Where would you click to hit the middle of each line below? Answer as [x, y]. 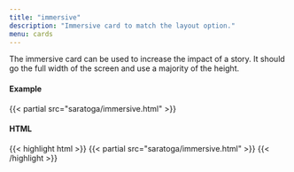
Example [26, 89]
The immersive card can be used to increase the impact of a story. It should [147, 59]
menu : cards [31, 34]
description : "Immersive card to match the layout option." [123, 26]
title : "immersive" [45, 17]
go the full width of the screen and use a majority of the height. [124, 68]
